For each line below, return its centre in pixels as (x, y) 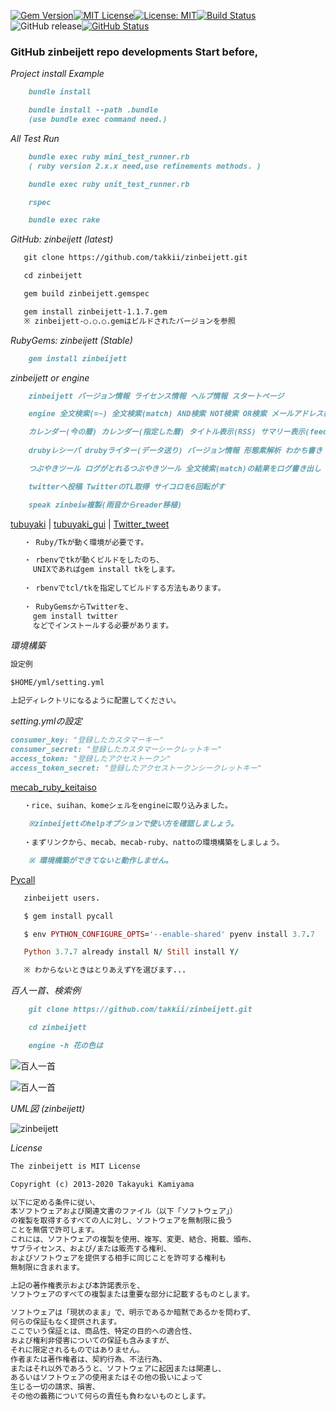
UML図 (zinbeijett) (48, 1108)
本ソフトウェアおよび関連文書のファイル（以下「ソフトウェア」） (124, 1211)
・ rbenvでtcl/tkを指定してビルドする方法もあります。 (124, 588)
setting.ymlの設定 (46, 721)
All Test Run (35, 138)
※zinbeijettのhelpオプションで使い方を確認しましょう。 (133, 824)
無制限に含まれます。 (47, 1267)
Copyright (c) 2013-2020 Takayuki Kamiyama (102, 1184)
